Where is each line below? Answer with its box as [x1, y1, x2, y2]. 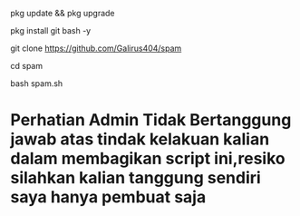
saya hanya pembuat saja [10, 187, 207, 208]
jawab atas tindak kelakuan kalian [10, 129, 270, 150]
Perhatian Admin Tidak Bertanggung [10, 110, 292, 131]
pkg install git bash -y [10, 25, 92, 35]
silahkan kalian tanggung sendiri [10, 168, 261, 189]
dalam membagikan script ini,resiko [10, 149, 285, 169]
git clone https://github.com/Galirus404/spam [10, 43, 182, 54]
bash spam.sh [10, 78, 63, 89]
